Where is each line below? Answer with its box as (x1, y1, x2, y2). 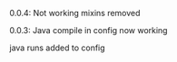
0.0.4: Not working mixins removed (9, 8, 141, 18)
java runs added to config (9, 42, 106, 53)
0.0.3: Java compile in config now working (9, 25, 168, 35)
